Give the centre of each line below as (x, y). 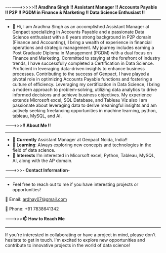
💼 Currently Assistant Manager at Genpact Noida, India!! (70, 140)
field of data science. (34, 150)
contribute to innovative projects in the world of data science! (68, 245)
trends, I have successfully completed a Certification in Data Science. (83, 63)
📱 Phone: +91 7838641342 (32, 209)
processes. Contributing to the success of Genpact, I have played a (81, 74)
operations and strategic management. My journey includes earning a (83, 47)
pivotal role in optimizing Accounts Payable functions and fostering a (82, 79)
